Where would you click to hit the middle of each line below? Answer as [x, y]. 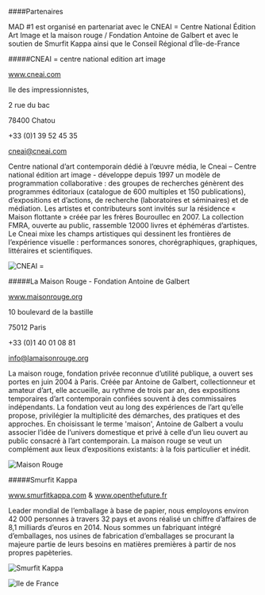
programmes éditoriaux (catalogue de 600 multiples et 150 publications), [127, 192]
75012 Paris [27, 327]
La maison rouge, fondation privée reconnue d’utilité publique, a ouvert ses [131, 373]
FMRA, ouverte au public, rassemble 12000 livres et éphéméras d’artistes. [129, 225]
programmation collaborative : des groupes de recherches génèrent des [126, 183]
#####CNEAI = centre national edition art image [87, 59]
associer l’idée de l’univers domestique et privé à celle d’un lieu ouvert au [128, 432]
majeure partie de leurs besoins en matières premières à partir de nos [122, 544]
